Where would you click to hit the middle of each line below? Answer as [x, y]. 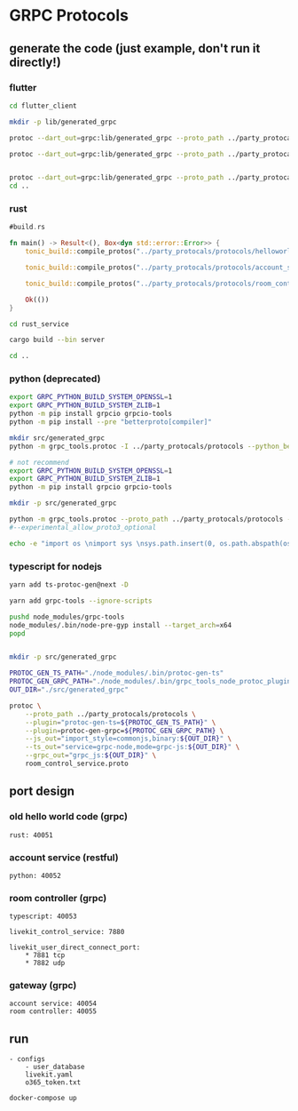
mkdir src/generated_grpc [57, 438]
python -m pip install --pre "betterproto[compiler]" [111, 422]
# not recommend [39, 462]
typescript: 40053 [43, 916]
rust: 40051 [31, 835]
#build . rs [27, 228]
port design [42, 791]
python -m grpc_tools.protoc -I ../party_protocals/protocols [126, 446]
